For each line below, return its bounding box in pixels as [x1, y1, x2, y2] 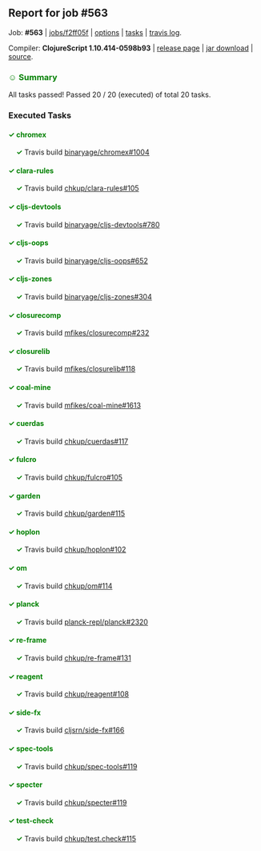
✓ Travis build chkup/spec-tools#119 [15, 761, 138, 771]
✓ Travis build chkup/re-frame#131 [15, 653, 132, 663]
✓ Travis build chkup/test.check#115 [15, 834, 137, 844]
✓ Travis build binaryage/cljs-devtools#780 [15, 219, 160, 229]
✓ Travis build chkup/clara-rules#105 [15, 183, 139, 193]
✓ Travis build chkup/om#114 [15, 580, 113, 591]
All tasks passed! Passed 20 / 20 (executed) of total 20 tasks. [8, 90, 211, 99]
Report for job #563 [8, 6, 108, 20]
